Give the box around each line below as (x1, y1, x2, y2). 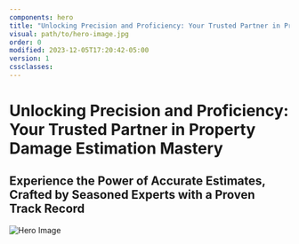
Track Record (9, 201, 85, 216)
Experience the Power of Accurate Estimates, (9, 174, 266, 189)
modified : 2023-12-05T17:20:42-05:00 (9, 46, 149, 55)
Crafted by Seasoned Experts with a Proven (9, 187, 255, 202)
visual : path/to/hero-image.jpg (9, 29, 129, 38)
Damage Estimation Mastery (9, 138, 224, 159)
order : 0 (9, 37, 42, 47)
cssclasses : (9, 63, 53, 72)
